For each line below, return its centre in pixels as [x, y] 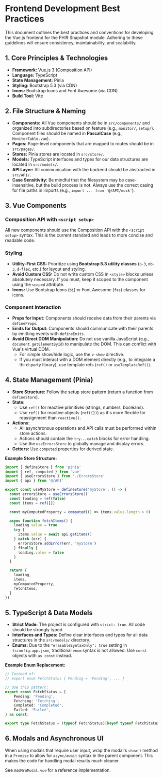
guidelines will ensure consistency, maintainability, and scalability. [71, 42]
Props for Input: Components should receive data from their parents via [84, 318]
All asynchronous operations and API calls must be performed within [88, 428]
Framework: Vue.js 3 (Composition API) [52, 70]
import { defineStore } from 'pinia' [43, 467]
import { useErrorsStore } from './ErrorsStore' [55, 476]
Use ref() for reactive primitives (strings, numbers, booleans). [82, 407]
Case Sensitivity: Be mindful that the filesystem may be [68, 180]
